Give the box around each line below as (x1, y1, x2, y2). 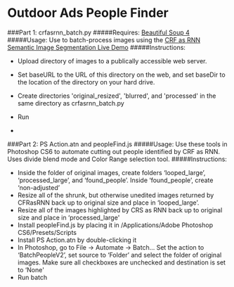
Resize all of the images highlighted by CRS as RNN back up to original (17, 205, 223, 214)
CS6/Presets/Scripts (17, 228, 77, 236)
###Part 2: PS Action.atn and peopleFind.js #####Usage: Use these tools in (7, 139, 228, 148)
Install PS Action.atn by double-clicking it (17, 236, 137, 244)
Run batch (17, 273, 48, 281)
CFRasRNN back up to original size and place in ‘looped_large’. (17, 198, 200, 207)
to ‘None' (17, 265, 44, 274)
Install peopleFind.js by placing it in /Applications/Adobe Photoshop (17, 220, 213, 229)
